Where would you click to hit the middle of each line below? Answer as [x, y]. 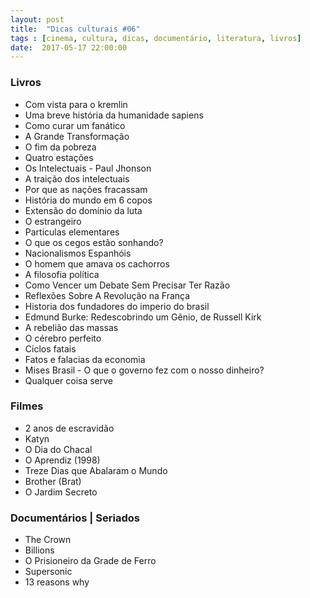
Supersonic [48, 572]
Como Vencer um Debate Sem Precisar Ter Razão [127, 285]
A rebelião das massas [71, 327]
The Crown [48, 540]
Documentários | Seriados [75, 518]
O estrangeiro [53, 221]
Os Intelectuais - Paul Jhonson [88, 168]
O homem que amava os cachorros [97, 263]
